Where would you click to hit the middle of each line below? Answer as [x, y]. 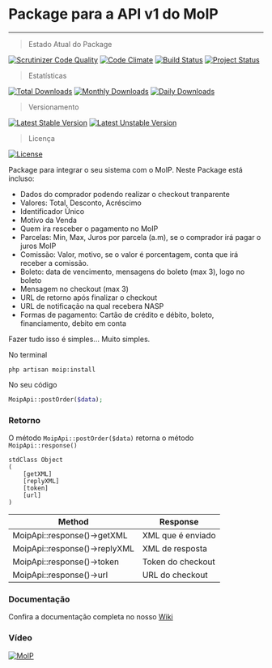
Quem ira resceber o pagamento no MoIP [89, 229]
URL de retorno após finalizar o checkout [89, 298]
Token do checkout [179, 562]
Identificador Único [52, 211]
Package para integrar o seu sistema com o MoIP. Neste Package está [125, 169]
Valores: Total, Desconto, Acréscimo [81, 203]
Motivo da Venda [48, 220]
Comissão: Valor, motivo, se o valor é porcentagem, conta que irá [129, 254]
